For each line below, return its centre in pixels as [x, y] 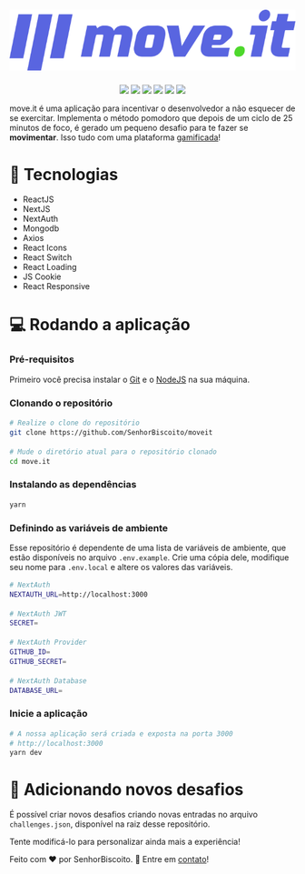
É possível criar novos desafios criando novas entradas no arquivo [134, 815]
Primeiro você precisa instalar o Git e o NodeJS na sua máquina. [130, 379]
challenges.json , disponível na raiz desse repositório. [110, 824]
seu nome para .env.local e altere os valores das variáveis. [121, 567]
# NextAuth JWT [38, 614]
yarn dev [26, 753]
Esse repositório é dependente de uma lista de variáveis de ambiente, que [148, 548]
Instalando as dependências [73, 485]
